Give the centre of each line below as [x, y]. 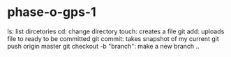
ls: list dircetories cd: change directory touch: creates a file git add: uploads [116, 31]
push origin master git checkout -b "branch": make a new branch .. [104, 46]
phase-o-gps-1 [52, 12]
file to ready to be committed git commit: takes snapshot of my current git [113, 38]
